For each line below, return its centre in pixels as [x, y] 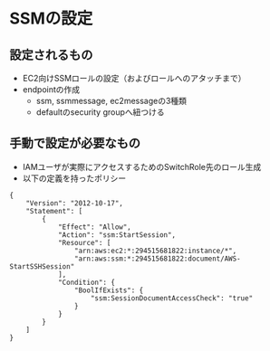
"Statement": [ [54, 211]
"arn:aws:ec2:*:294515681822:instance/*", [155, 251]
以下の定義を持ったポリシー [74, 178]
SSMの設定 [51, 19]
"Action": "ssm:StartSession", [117, 235]
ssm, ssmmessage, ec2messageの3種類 [111, 101]
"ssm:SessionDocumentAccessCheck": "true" [172, 298]
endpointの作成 [51, 90]
